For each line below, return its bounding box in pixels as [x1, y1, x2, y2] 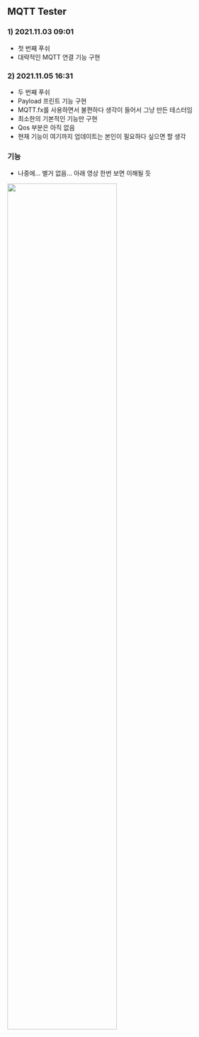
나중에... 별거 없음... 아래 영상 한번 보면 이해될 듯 [17, 169, 152, 178]
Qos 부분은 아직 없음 [17, 123, 76, 132]
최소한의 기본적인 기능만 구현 [17, 114, 98, 123]
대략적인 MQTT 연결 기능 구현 [17, 52, 101, 61]
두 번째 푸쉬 [17, 88, 51, 96]
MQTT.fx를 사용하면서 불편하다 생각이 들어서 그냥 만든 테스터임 [17, 106, 193, 114]
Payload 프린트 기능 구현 [17, 96, 87, 105]
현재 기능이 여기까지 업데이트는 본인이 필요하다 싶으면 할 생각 [17, 132, 186, 140]
